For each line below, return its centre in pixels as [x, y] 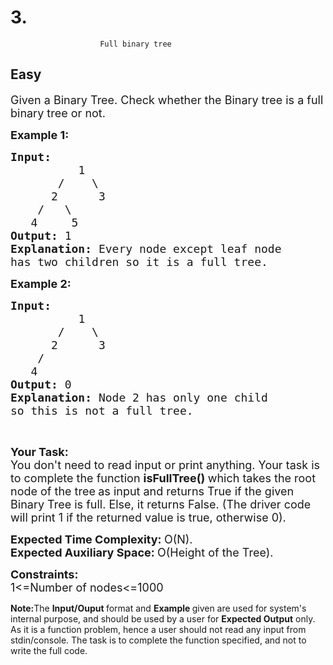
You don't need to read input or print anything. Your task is [165, 464]
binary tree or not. [58, 113]
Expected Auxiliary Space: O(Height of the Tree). [142, 552]
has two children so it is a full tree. [139, 261]
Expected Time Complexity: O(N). [101, 539]
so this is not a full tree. [102, 410]
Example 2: [41, 283]
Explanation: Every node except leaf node [146, 248]
